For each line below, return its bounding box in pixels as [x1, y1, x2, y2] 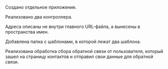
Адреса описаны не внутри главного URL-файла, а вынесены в [5, 23, 140, 29]
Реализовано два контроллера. [5, 14, 73, 19]
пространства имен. [5, 29, 49, 34]
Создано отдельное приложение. [5, 4, 77, 10]
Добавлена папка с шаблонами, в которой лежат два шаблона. [5, 38, 141, 44]
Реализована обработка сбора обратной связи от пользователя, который [5, 48, 163, 54]
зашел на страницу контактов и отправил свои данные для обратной [5, 53, 154, 59]
